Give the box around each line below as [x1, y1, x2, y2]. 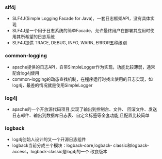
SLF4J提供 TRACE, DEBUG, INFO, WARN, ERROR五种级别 [12, 40, 127, 46]
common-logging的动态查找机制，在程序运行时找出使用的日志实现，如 [12, 76, 153, 82]
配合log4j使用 [12, 70, 40, 76]
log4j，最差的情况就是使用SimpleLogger [12, 82, 93, 88]
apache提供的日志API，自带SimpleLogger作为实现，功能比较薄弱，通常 [12, 64, 155, 70]
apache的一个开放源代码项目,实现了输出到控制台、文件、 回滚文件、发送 [12, 106, 157, 112]
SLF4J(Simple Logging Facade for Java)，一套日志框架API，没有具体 [12, 16, 151, 21]
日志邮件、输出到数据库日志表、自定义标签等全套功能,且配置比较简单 [12, 112, 149, 118]
